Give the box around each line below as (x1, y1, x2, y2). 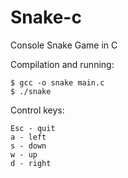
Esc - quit (10, 123, 56, 133)
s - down (10, 141, 47, 151)
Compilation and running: (10, 58, 115, 70)
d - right (10, 158, 52, 168)
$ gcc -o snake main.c (10, 77, 105, 88)
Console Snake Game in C (10, 39, 118, 51)
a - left (10, 132, 47, 142)
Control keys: (10, 104, 65, 116)
